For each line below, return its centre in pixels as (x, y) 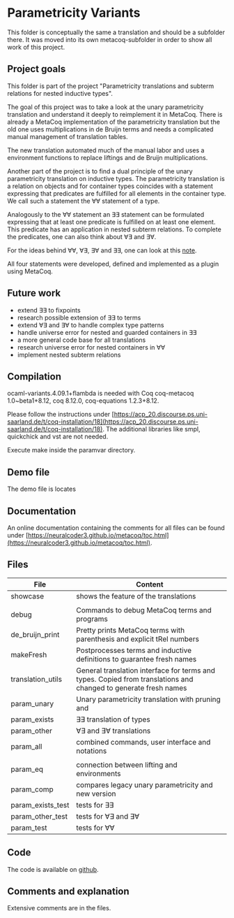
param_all (26, 746)
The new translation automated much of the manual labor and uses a (106, 150)
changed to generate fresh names (132, 688)
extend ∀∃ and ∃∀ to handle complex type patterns (91, 325)
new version (96, 794)
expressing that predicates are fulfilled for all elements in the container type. (117, 193)
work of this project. (36, 47)
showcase (28, 596)
